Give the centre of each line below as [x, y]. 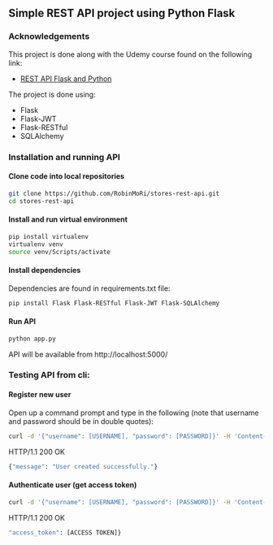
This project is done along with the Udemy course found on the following [130, 54]
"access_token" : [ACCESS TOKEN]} [65, 532]
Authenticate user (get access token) [73, 485]
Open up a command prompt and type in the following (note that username [134, 413]
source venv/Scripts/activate [60, 252]
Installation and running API [64, 157]
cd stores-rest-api [41, 201]
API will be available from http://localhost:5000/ [88, 354]
